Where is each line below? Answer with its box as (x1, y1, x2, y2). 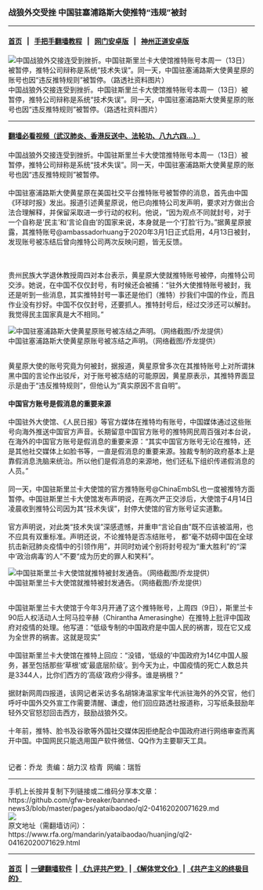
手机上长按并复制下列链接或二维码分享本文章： (8, 786, 159, 796)
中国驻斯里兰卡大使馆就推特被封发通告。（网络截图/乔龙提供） (8, 578, 207, 587)
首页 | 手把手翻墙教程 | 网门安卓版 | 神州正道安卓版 (8, 36, 189, 46)
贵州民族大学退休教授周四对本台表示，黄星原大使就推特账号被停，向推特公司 (8, 270, 255, 279)
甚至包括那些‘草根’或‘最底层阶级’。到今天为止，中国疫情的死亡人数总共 (21, 660, 249, 669)
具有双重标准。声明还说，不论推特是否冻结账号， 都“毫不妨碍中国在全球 (21, 531, 254, 541)
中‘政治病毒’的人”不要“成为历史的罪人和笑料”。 (8, 551, 158, 560)
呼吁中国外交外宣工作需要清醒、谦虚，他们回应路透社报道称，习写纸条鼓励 (8, 698, 248, 707)
